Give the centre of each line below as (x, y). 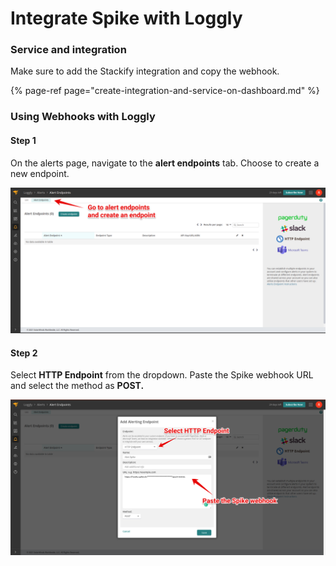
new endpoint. (40, 173)
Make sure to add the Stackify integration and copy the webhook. (145, 71)
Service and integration (68, 50)
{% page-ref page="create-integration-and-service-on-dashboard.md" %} (165, 91)
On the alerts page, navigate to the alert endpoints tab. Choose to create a (165, 163)
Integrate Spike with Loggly (126, 18)
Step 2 (24, 353)
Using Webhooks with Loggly (83, 117)
